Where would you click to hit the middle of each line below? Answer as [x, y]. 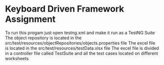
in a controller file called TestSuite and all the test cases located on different [82, 53]
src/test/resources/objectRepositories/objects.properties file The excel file [80, 43]
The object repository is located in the [43, 38]
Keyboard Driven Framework [65, 9]
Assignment [30, 19]
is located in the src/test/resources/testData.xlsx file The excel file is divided [82, 48]
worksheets [17, 58]
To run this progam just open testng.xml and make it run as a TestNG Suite [80, 32]
